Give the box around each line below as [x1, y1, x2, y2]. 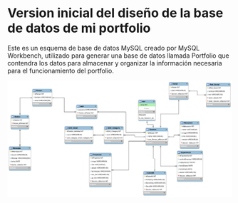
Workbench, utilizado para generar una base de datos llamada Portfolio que [7, 51, 229, 60]
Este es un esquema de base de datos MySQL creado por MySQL [7, 43, 200, 52]
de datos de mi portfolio [7, 20, 151, 36]
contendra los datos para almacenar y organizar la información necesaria [7, 58, 222, 67]
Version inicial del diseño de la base [7, 5, 224, 21]
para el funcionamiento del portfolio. [7, 66, 114, 75]
